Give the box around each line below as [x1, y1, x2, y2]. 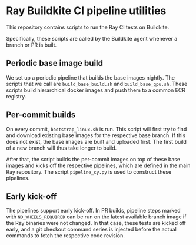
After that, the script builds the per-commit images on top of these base [6, 155, 181, 163]
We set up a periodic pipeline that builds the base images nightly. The [6, 74, 175, 81]
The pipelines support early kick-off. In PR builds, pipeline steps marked [6, 207, 181, 214]
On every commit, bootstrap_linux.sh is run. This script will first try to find [6, 125, 187, 133]
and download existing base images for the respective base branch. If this [6, 131, 186, 139]
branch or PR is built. [6, 41, 57, 48]
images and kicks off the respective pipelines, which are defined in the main [6, 162, 191, 169]
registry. [6, 92, 26, 100]
